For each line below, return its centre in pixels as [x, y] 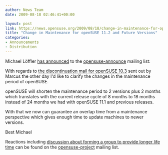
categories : [17, 38]
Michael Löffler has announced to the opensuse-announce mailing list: [78, 61]
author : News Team [24, 10]
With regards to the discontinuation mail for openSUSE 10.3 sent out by [78, 71]
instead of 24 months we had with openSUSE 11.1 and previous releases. [79, 102]
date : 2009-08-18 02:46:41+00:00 [40, 15]
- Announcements [22, 42]
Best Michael [18, 132]
